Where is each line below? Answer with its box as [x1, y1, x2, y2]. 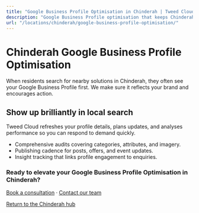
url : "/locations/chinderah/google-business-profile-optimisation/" [6, 20, 179, 26]
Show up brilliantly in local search [6, 107, 133, 117]
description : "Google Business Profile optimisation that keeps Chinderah [6, 14, 195, 20]
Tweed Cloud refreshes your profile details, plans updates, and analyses [6, 123, 183, 131]
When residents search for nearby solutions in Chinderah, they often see [6, 78, 184, 85]
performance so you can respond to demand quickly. [6, 129, 136, 136]
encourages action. [6, 90, 53, 97]
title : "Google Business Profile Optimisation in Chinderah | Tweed [6, 8, 179, 15]
